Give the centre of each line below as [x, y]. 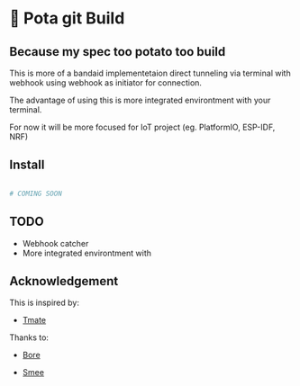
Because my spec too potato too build [118, 52]
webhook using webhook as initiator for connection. [106, 83]
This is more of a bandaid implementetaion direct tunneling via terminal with [150, 73]
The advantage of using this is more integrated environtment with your [140, 100]
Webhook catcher [55, 243]
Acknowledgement [64, 281]
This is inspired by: [44, 303]
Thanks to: [29, 337]
